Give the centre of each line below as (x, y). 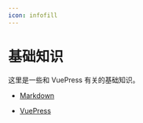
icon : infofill (33, 15)
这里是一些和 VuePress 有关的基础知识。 (74, 80)
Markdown (37, 96)
